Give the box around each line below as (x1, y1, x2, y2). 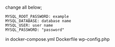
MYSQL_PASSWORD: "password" (5, 27, 65, 32)
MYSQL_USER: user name (5, 23, 53, 28)
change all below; (5, 5, 42, 10)
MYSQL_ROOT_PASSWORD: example (5, 14, 69, 19)
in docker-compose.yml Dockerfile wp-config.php (5, 36, 110, 42)
